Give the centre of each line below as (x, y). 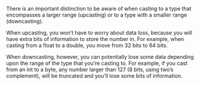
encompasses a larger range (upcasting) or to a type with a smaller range (97, 15)
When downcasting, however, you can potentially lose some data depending (100, 57)
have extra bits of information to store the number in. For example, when (95, 39)
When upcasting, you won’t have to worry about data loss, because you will (99, 33)
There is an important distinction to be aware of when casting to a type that (99, 9)
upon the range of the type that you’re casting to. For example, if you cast (97, 63)
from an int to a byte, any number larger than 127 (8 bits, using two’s (90, 70)
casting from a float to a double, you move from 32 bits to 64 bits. (87, 45)
